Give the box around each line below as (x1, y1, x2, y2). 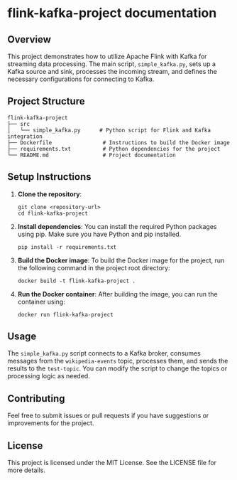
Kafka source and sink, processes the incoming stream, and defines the (7, 68, 218, 75)
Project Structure (7, 95, 85, 107)
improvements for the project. (7, 419, 94, 427)
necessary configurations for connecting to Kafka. (7, 75, 155, 83)
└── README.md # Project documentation (7, 151, 176, 159)
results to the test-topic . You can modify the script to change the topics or (7, 364, 228, 373)
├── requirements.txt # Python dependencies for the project (7, 145, 221, 152)
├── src (7, 120, 31, 127)
